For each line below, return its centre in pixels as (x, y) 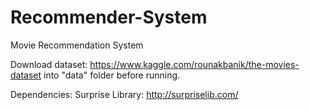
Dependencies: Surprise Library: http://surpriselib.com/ (124, 94)
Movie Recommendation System (77, 45)
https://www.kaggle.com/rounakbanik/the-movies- (194, 64)
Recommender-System (109, 17)
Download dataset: (49, 64)
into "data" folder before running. (112, 75)
